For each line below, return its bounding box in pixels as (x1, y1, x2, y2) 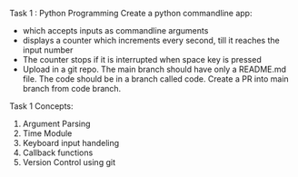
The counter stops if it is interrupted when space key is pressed (22, 54, 262, 64)
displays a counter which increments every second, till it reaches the (22, 35, 280, 45)
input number (22, 44, 74, 55)
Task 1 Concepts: (9, 101, 74, 112)
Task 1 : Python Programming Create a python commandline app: (9, 8, 253, 18)
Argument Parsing (22, 118, 91, 129)
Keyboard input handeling (22, 138, 120, 148)
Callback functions (22, 147, 94, 158)
